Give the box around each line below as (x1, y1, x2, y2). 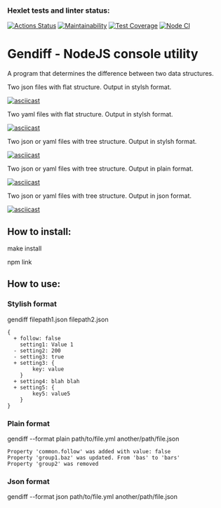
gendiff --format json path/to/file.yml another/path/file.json (7, 493, 178, 501)
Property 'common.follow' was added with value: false (7, 448, 171, 455)
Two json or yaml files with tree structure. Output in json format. (7, 192, 192, 200)
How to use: (7, 278, 61, 290)
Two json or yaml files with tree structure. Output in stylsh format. (7, 138, 197, 146)
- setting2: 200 (13, 347, 61, 354)
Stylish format (7, 299, 58, 309)
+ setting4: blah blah (13, 377, 80, 385)
